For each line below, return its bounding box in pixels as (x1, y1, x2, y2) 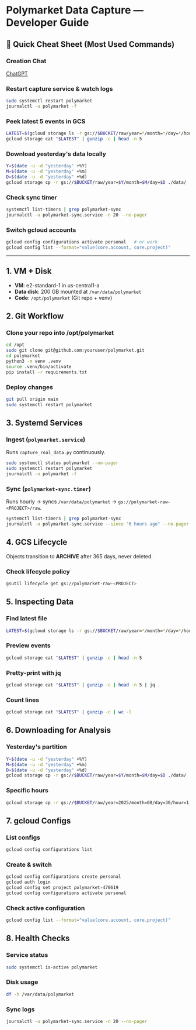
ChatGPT (6, 70, 28, 77)
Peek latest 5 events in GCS (6, 117, 86, 125)
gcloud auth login (6, 879, 51, 885)
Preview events (6, 641, 51, 650)
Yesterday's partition (6, 743, 67, 751)
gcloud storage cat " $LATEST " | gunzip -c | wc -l (6, 709, 132, 715)
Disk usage (6, 978, 38, 986)
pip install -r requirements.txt (6, 369, 87, 375)
